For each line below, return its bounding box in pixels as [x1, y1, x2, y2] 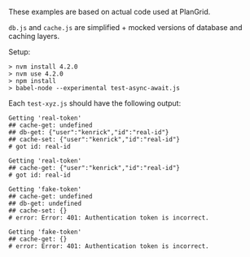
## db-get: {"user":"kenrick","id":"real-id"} [8, 128, 169, 137]
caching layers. [8, 32, 59, 41]
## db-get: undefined [8, 199, 82, 207]
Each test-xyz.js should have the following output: [8, 98, 182, 108]
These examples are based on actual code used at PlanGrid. [8, 7, 211, 16]
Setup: [8, 47, 31, 56]
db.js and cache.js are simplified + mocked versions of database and [8, 23, 243, 32]
